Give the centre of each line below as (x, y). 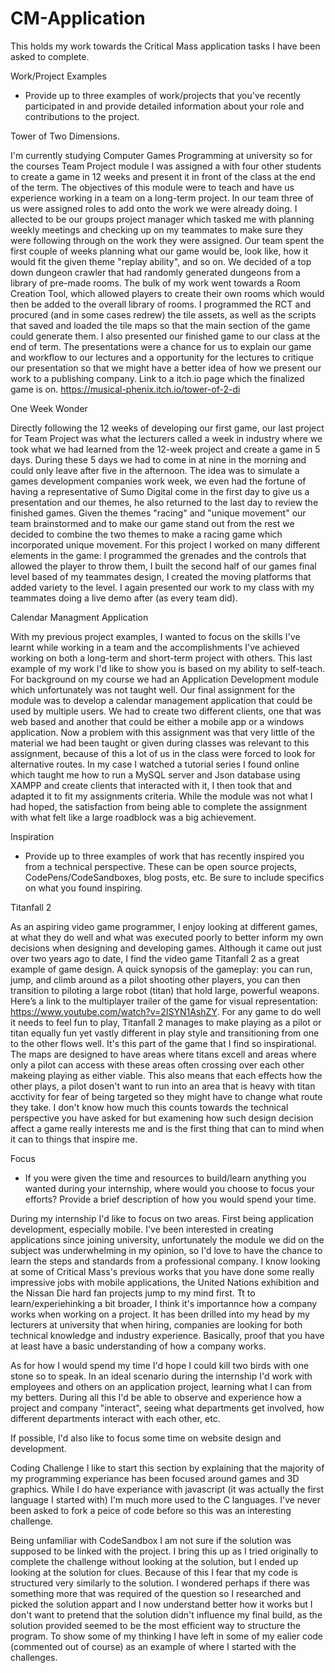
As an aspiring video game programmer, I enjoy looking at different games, (164, 926)
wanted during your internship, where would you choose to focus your (169, 1188)
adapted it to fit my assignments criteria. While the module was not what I (161, 796)
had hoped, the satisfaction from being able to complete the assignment (159, 806)
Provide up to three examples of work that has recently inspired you (164, 856)
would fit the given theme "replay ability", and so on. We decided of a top (161, 261)
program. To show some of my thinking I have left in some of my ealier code (167, 1636)
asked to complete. (50, 56)
